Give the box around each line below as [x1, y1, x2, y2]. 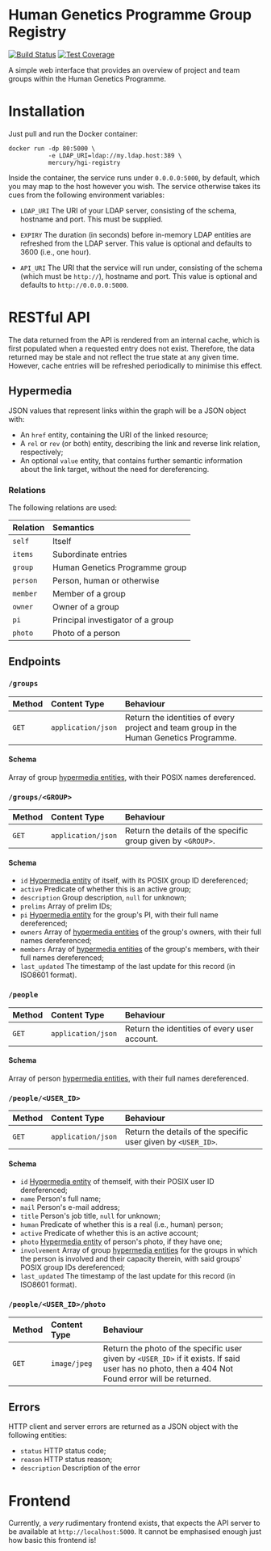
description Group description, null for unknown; [19, 893, 187, 903]
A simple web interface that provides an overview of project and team [8, 65, 240, 74]
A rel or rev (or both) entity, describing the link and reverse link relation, [19, 438, 261, 448]
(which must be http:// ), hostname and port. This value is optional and [19, 271, 258, 280]
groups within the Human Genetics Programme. [8, 74, 167, 83]
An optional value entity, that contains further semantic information [19, 455, 244, 466]
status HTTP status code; [19, 1446, 106, 1456]
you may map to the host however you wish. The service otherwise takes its [8, 181, 261, 191]
